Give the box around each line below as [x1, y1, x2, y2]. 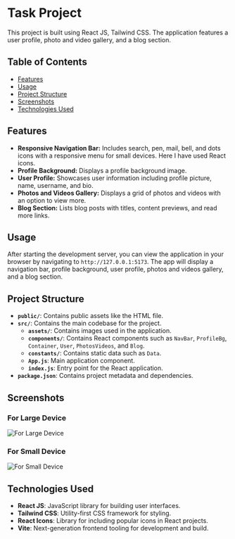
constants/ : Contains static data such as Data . [27, 349, 162, 357]
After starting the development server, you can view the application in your [7, 250, 224, 258]
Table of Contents [7, 56, 88, 68]
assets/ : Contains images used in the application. [27, 326, 172, 335]
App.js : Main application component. [27, 357, 135, 365]
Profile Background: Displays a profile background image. [17, 166, 187, 175]
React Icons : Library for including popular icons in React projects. [17, 516, 209, 525]
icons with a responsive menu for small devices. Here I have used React [17, 151, 227, 160]
